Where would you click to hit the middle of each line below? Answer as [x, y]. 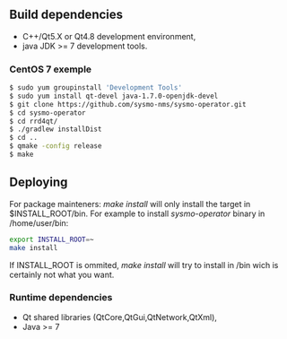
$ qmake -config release [56, 146]
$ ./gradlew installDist [56, 129]
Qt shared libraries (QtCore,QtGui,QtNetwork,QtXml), [120, 317]
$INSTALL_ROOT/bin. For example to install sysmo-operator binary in [137, 213]
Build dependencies [66, 15]
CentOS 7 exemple [51, 69]
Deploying [39, 183]
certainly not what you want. [62, 274]
